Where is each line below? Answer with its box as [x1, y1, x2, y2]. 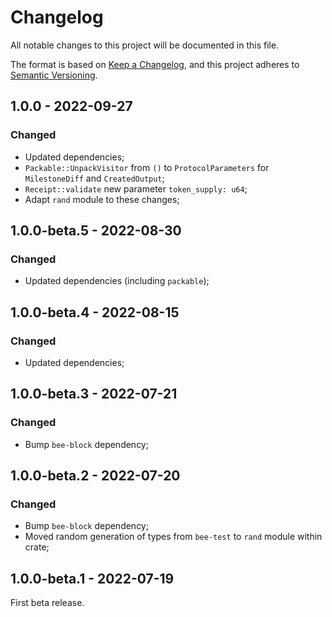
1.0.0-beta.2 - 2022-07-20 [10, 467, 181, 485]
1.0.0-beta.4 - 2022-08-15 [10, 304, 180, 321]
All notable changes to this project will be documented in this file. [10, 39, 280, 51]
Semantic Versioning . [10, 69, 98, 81]
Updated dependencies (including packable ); [24, 275, 210, 287]
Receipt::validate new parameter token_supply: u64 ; [24, 182, 248, 195]
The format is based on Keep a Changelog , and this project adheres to [10, 58, 300, 70]
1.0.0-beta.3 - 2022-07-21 [10, 386, 178, 403]
